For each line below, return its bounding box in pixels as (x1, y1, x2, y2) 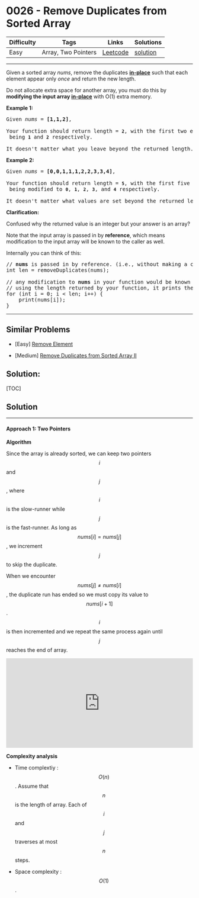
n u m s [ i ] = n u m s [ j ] (77, 533, 122, 540)
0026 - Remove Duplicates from (6, 4, 167, 18)
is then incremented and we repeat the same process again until (6, 627, 163, 635)
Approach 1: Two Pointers (6, 425, 71, 432)
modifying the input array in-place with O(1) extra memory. (6, 93, 152, 100)
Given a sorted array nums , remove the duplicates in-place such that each (6, 69, 188, 76)
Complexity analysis (6, 752, 58, 759)
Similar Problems (6, 324, 70, 335)
